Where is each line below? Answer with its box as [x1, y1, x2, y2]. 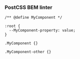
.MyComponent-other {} [4, 50, 51, 55]
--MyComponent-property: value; [9, 28, 76, 33]
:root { [4, 24, 21, 29]
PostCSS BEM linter [4, 4, 53, 11]
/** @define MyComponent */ [4, 15, 63, 20]
